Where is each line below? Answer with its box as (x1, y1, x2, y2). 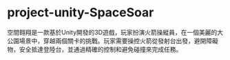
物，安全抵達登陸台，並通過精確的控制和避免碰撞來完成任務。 (7, 45, 182, 53)
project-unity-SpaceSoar (7, 5, 154, 20)
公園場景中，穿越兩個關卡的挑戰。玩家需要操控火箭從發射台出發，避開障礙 (7, 36, 218, 45)
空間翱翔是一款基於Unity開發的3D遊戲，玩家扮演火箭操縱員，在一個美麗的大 (7, 28, 224, 36)
